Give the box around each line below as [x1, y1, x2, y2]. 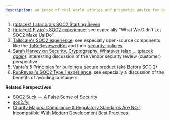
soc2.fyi [12, 99, 30, 105]
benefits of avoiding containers [12, 74, 78, 80]
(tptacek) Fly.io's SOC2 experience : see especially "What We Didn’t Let [12, 26, 161, 33]
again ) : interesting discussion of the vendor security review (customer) [12, 53, 161, 59]
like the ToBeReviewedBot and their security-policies [12, 42, 123, 48]
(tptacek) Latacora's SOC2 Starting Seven [12, 21, 100, 27]
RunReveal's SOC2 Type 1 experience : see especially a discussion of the [12, 69, 164, 75]
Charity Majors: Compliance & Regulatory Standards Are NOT [12, 104, 141, 110]
